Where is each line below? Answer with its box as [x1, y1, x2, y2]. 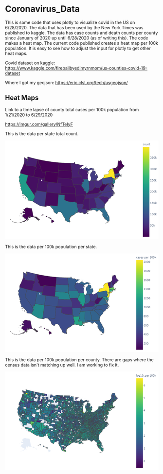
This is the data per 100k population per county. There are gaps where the [5, 356, 154, 363]
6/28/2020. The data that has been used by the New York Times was [5, 24, 144, 30]
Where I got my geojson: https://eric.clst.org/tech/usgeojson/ [5, 79, 128, 86]
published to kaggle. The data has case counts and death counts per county [5, 30, 158, 35]
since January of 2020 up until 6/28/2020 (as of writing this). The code [5, 35, 148, 41]
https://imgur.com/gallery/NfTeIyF [5, 121, 73, 127]
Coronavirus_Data [5, 3, 80, 15]
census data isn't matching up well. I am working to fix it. [5, 362, 119, 368]
